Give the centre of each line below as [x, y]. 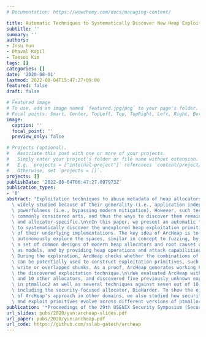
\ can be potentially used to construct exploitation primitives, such [105, 262]
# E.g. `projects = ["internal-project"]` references [79, 165]
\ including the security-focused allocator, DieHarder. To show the [102, 290]
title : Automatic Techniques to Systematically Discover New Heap [93, 23]
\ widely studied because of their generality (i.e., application [98, 205]
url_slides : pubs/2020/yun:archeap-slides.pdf [67, 313]
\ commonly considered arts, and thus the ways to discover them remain [107, 216]
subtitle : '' [23, 29]
